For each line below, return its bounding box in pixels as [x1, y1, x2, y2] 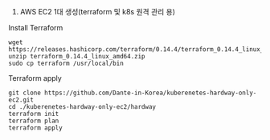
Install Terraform [8, 23, 63, 32]
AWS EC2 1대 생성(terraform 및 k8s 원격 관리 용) [19, 7, 175, 16]
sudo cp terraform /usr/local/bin [8, 59, 125, 67]
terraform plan [8, 117, 59, 125]
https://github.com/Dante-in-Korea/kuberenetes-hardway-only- [43, 89, 257, 97]
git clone [8, 89, 42, 97]
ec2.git [8, 96, 35, 104]
